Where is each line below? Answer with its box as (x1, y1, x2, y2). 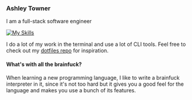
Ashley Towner (6, 4, 51, 12)
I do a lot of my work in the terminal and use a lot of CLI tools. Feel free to (6, 40, 186, 48)
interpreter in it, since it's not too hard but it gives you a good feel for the (6, 80, 184, 87)
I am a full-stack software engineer (6, 18, 92, 25)
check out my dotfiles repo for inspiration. (6, 47, 109, 54)
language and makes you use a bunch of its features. (6, 86, 136, 93)
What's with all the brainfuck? (6, 61, 82, 68)
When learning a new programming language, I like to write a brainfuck (6, 74, 180, 81)
